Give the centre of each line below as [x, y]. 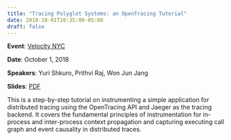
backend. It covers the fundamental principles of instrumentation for [104, 114]
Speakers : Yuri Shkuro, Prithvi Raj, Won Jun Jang [78, 73]
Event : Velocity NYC [36, 46]
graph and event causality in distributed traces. [74, 130]
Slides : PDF [24, 87]
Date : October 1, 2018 [38, 60]
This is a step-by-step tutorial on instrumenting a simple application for [108, 100]
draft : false [26, 26]
